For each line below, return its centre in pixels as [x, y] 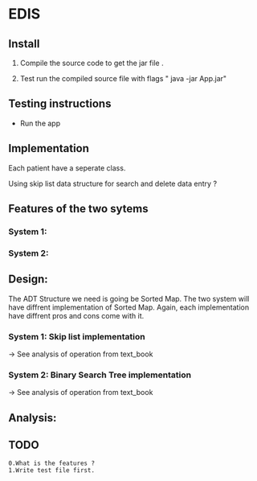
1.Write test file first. [51, 471]
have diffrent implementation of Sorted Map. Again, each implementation [129, 307]
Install [24, 44]
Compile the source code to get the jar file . [92, 63]
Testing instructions [60, 104]
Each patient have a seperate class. [67, 168]
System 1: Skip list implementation [77, 336]
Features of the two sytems [78, 209]
